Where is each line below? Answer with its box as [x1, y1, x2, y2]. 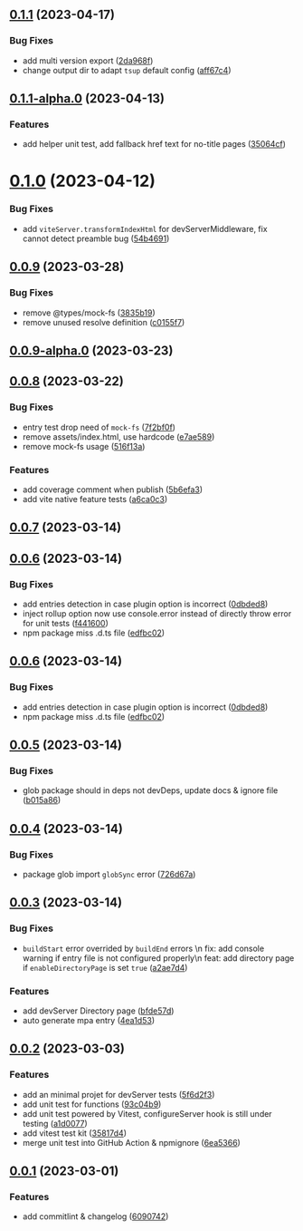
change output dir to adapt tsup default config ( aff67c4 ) [22, 64, 232, 75]
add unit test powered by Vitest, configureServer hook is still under [22, 1108, 273, 1119]
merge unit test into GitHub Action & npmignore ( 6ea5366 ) [22, 1137, 241, 1148]
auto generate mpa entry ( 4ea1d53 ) [22, 1015, 156, 1026]
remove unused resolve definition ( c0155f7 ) [22, 316, 185, 327]
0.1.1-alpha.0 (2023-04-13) [9, 91, 166, 107]
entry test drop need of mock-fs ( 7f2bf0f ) [22, 422, 176, 432]
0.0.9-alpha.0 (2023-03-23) [9, 343, 174, 358]
